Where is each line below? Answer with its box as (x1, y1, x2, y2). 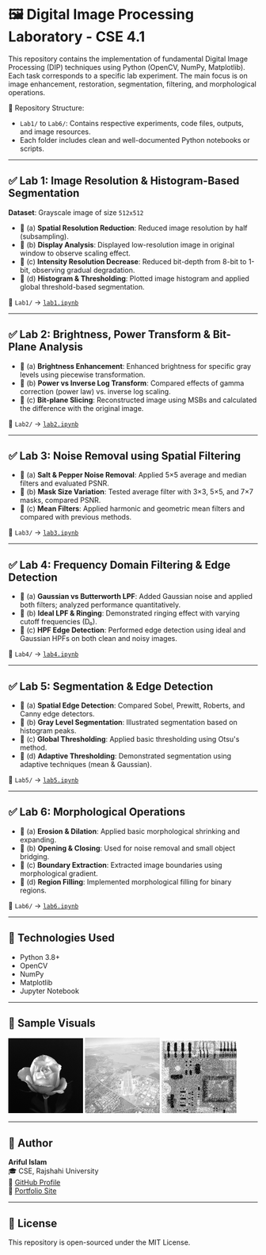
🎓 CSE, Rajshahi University (8, 1166, 99, 1176)
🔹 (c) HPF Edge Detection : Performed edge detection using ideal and (19, 625, 246, 635)
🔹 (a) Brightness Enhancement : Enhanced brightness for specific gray (19, 361, 252, 370)
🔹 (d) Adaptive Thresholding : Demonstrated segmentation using (19, 751, 232, 761)
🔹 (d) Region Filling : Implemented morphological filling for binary (19, 877, 232, 886)
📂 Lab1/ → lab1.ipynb (8, 297, 79, 307)
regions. (19, 885, 47, 895)
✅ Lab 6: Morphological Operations (8, 805, 186, 819)
